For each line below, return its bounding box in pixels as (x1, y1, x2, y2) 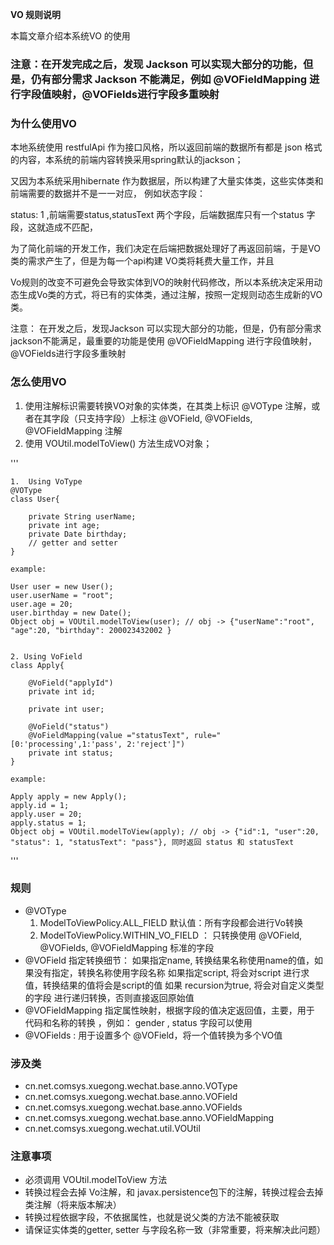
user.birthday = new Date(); (10, 608, 132, 618)
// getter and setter (28, 538, 118, 548)
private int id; (28, 686, 97, 697)
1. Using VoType (10, 476, 83, 487)
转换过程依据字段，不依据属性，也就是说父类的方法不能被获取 (24, 1211, 280, 1223)
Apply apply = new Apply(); (10, 791, 128, 802)
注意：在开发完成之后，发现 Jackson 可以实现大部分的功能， (10, 57, 303, 71)
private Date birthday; (28, 529, 128, 539)
